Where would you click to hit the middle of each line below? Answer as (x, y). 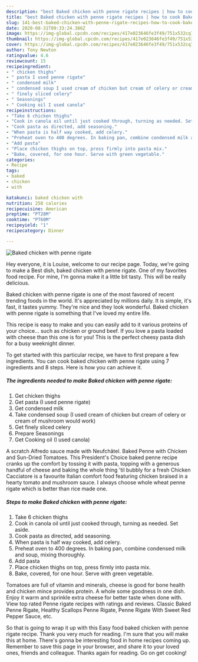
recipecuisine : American (37, 209)
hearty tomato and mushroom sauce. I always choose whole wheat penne (96, 482)
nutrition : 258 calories (37, 203)
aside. (22, 529)
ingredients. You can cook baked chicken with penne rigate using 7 (88, 361)
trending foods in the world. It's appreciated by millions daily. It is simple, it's (99, 300)
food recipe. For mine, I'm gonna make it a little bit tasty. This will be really (96, 276)
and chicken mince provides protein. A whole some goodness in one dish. (96, 591)
